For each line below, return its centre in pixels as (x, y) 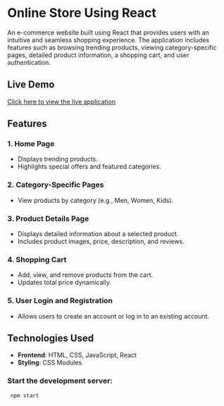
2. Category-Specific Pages (56, 185)
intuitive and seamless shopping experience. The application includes (108, 39)
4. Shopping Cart (37, 259)
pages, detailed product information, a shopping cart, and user (98, 55)
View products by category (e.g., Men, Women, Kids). (95, 200)
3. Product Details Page (48, 219)
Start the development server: (60, 381)
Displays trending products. (58, 159)
